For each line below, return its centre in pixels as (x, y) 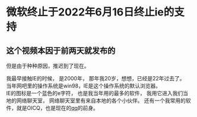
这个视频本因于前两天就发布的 (61, 51)
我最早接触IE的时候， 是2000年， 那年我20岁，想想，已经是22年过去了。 (96, 78)
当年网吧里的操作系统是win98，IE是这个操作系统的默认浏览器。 (84, 86)
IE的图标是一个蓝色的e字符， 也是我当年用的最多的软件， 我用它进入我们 (95, 93)
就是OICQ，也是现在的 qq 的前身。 (58, 108)
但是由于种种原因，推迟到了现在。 (48, 66)
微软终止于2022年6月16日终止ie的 (90, 12)
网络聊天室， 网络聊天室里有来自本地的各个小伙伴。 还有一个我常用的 (101, 100)
